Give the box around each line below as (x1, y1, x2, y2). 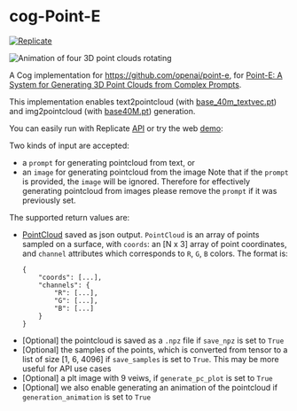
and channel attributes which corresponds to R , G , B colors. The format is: (21, 248, 288, 259)
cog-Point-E (9, 6, 101, 27)
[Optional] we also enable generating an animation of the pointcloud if (21, 382, 277, 392)
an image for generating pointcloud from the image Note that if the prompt (21, 167, 289, 177)
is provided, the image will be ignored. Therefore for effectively (21, 175, 251, 187)
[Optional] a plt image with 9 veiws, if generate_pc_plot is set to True (21, 372, 273, 383)
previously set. (21, 195, 77, 205)
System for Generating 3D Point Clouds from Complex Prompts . (9, 79, 242, 89)
